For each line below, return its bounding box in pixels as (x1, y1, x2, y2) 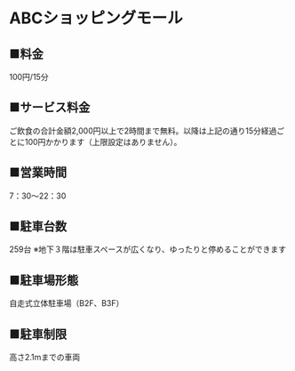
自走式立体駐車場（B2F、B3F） (9, 298, 124, 309)
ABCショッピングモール (9, 8, 184, 28)
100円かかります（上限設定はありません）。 (24, 136, 182, 147)
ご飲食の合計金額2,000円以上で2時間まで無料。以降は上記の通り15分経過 (9, 125, 277, 136)
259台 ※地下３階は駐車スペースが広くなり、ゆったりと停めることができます (9, 244, 287, 254)
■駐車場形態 (9, 272, 79, 287)
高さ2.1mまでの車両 (9, 352, 81, 363)
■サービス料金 (9, 100, 91, 116)
